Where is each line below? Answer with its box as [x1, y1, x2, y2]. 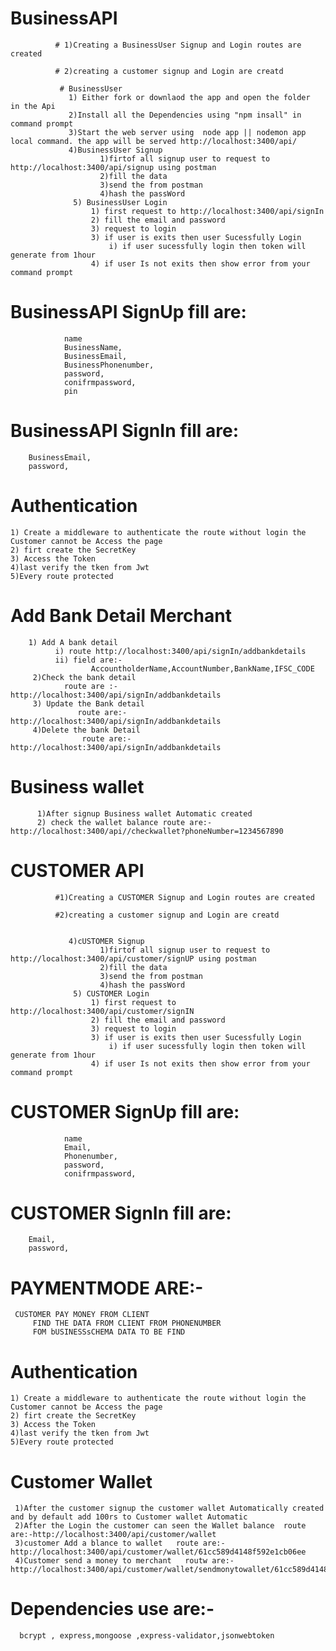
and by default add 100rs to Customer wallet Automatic [10, 1512, 248, 1522]
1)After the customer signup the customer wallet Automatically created [14, 1503, 325, 1514]
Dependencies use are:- [10, 1598, 215, 1621]
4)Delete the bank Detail [32, 725, 141, 735]
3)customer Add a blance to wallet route [14, 1538, 199, 1549]
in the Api [10, 101, 56, 111]
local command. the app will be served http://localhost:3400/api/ [10, 136, 298, 146]
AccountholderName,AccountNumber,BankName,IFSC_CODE [90, 663, 315, 674]
